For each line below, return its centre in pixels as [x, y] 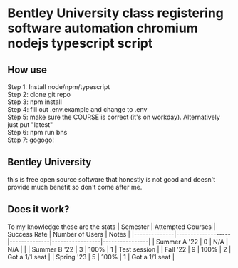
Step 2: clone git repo [39, 94]
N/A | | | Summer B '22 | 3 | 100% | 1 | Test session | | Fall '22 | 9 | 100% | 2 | [119, 249]
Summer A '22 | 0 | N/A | [192, 242]
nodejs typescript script [80, 43]
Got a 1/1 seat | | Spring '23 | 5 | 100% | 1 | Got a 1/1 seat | [91, 257]
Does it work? [38, 209]
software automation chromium [103, 28]
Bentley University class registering [116, 13]
